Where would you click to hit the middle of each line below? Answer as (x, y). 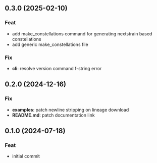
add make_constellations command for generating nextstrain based (82, 34)
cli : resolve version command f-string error (57, 68)
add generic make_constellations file (50, 44)
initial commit (26, 156)
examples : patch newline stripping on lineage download (70, 110)
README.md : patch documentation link (53, 115)
